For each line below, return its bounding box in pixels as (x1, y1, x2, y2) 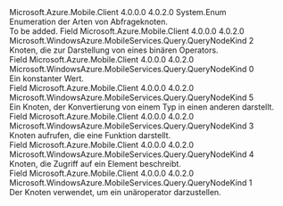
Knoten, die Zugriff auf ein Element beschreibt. (9, 159, 181, 169)
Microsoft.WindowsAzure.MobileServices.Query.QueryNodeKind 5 (9, 92, 254, 103)
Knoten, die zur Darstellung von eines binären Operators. (9, 45, 219, 55)
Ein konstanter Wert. (9, 73, 85, 84)
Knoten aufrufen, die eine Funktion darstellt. (9, 130, 171, 140)
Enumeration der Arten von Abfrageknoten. (9, 16, 168, 27)
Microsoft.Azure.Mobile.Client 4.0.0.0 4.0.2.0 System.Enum (9, 7, 227, 17)
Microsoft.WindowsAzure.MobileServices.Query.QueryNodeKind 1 (9, 177, 253, 188)
